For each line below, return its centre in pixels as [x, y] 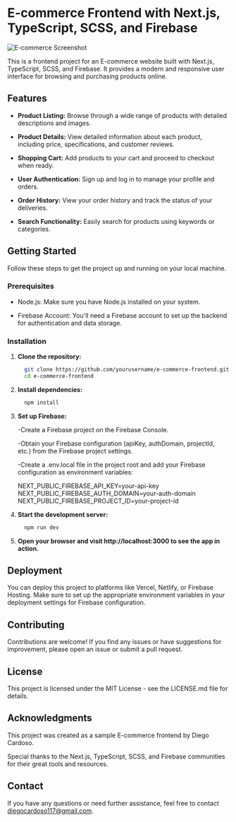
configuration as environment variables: [75, 472]
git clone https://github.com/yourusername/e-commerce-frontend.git [127, 370]
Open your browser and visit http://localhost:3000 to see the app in [119, 541]
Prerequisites [31, 286]
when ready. [36, 165]
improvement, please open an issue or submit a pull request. [95, 649]
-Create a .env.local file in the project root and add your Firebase [111, 465]
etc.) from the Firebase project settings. [75, 451]
